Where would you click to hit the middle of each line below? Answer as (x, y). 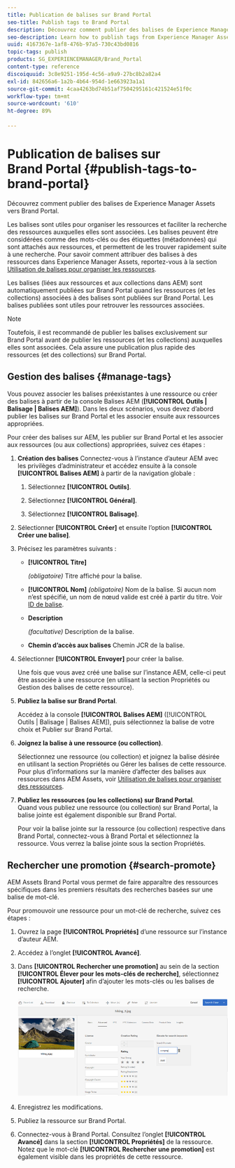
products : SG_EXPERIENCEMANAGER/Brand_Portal (74, 60)
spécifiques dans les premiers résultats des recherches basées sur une (110, 890)
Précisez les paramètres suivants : (67, 548)
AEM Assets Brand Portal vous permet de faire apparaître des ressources (113, 882)
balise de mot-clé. (33, 897)
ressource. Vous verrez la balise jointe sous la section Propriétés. (112, 843)
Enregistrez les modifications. (60, 1107)
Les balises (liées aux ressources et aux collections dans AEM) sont (105, 283)
